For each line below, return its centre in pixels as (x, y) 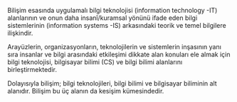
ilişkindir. (20, 33)
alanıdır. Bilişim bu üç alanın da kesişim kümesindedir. (86, 91)
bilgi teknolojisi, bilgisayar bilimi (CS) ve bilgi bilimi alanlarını (95, 62)
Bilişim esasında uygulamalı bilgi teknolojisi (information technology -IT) (112, 10)
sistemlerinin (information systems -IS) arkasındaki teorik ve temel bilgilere (117, 25)
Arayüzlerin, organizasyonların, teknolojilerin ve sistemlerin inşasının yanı (115, 47)
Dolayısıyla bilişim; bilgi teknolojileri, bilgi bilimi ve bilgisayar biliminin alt (112, 83)
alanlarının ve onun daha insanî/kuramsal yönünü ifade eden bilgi (102, 18)
